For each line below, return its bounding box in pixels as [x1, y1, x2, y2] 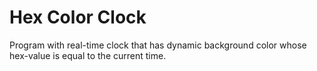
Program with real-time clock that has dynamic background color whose [9, 39, 307, 51]
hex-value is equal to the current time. [9, 49, 167, 61]
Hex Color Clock [9, 6, 147, 29]
